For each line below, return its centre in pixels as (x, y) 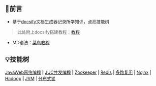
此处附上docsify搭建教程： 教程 (48, 32)
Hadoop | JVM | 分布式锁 (30, 78)
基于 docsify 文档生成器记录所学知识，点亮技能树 (61, 22)
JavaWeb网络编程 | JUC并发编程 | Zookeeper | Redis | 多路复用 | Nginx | (78, 72)
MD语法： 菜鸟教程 (31, 42)
